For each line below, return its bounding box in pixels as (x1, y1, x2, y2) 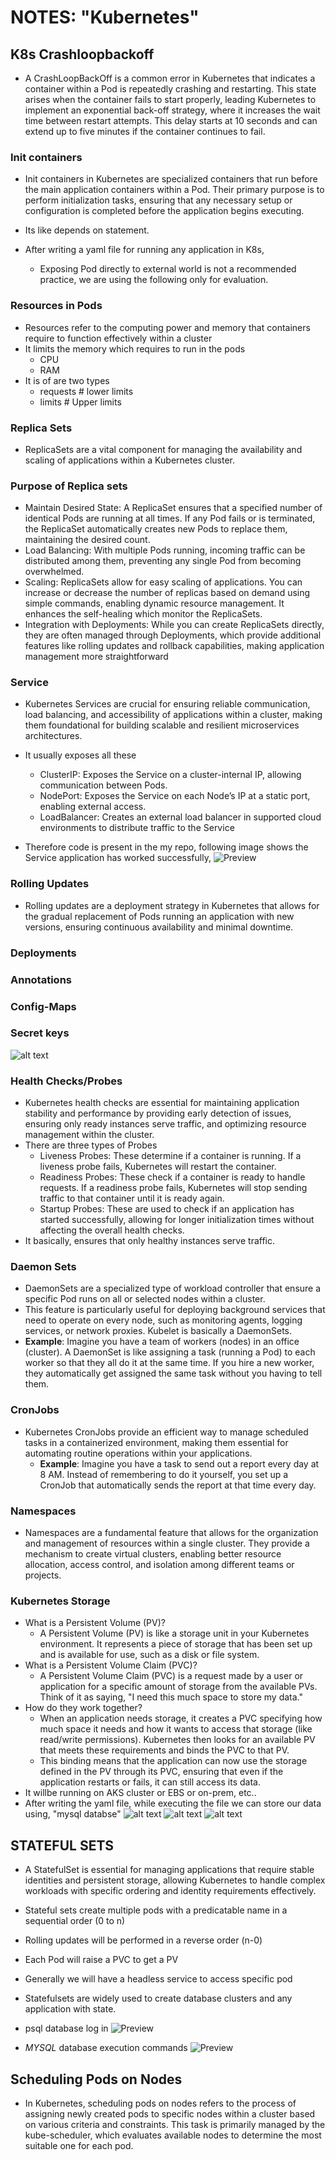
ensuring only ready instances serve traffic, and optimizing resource (24, 1118, 307, 1130)
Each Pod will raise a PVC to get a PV (24, 1954, 179, 1966)
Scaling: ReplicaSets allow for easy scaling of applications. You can (24, 576, 303, 588)
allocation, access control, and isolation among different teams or (24, 1559, 295, 1571)
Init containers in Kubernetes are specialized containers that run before (24, 173, 318, 185)
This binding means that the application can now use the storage (39, 1755, 308, 1767)
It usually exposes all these (24, 749, 137, 761)
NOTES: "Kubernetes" (10, 6, 200, 29)
